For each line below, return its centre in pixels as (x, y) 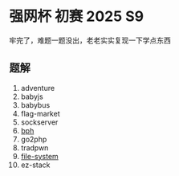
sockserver (39, 122)
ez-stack (35, 165)
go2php (34, 139)
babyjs (32, 96)
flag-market (40, 113)
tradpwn (35, 147)
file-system (39, 156)
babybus (35, 104)
